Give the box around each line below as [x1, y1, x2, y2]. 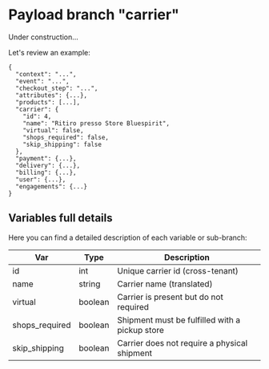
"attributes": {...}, [15, 91, 88, 99]
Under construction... [8, 32, 78, 42]
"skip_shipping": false [22, 140, 102, 148]
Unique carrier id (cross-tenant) [117, 265, 239, 276]
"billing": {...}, [15, 168, 78, 176]
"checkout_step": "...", [15, 84, 98, 92]
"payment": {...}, [15, 154, 78, 162]
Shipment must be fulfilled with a [117, 314, 241, 326]
